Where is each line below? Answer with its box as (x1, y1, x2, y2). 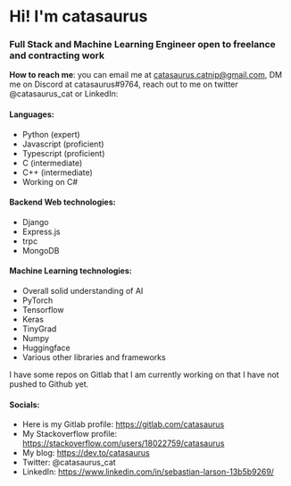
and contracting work (9, 49, 105, 62)
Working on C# (21, 176, 79, 187)
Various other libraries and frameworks (21, 352, 167, 363)
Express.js (21, 226, 61, 237)
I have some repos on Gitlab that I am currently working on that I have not (9, 369, 279, 381)
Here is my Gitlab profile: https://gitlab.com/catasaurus (21, 419, 225, 430)
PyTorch (21, 295, 54, 306)
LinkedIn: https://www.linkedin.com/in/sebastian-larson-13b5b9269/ (21, 466, 275, 477)
